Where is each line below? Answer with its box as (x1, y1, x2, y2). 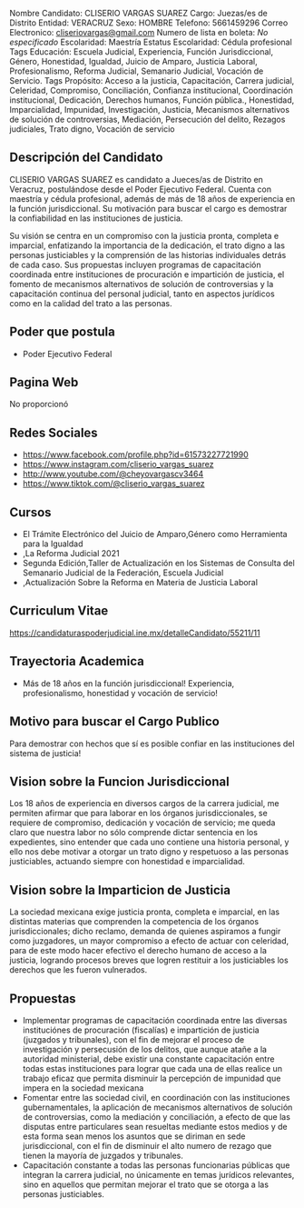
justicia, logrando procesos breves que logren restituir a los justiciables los (9, 954, 289, 966)
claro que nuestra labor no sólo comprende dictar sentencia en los (9, 827, 259, 838)
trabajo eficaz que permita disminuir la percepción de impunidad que (22, 1073, 281, 1083)
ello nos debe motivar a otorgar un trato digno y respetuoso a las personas (9, 846, 289, 857)
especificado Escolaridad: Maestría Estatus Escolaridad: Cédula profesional (9, 36, 292, 47)
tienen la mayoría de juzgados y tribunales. (22, 1150, 184, 1161)
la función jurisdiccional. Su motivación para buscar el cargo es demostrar (9, 203, 288, 214)
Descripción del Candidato (9, 150, 163, 165)
